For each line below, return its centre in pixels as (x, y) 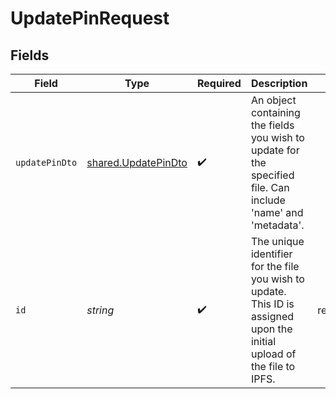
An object (273, 100)
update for (275, 150)
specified (272, 175)
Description (279, 83)
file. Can (270, 187)
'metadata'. (277, 225)
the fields (272, 125)
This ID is (272, 304)
